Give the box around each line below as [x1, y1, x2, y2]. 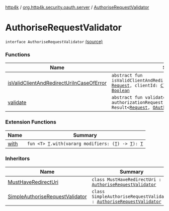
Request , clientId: [111, 83, 158, 89]
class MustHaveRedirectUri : [92, 176, 162, 182]
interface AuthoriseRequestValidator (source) [5, 38, 103, 44]
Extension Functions [5, 118, 56, 125]
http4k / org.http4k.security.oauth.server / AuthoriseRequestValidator [5, 5, 149, 10]
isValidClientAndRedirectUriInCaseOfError [8, 80, 107, 87]
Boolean [111, 88, 130, 94]
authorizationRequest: [111, 100, 166, 105]
